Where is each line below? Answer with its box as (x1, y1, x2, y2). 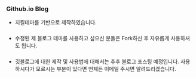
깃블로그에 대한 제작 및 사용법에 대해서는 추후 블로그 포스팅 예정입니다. (14, 58, 179, 65)
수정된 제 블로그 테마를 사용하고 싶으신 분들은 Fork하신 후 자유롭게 (14, 35, 170, 42)
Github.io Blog (6, 5, 49, 13)
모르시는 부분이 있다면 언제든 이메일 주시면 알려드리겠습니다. (35, 66, 176, 73)
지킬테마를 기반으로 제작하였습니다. (14, 19, 97, 26)
